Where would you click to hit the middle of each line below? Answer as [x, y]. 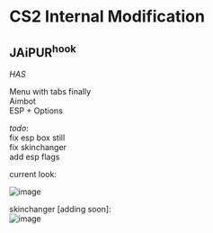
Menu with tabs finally [50, 91]
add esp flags [35, 157]
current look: [33, 174]
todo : [19, 128]
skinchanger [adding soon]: [60, 209]
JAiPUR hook [43, 51]
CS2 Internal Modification [107, 17]
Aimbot [22, 101]
